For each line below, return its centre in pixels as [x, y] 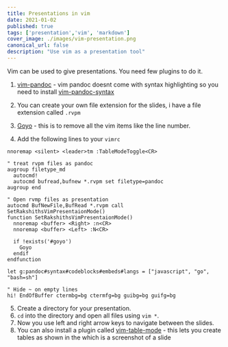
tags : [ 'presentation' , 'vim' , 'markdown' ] [68, 33]
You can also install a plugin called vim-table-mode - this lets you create [119, 330]
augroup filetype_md [37, 169]
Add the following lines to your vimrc [68, 139]
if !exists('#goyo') [42, 241]
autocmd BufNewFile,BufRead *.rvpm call [66, 205]
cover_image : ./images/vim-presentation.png [72, 39]
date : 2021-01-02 [32, 20]
